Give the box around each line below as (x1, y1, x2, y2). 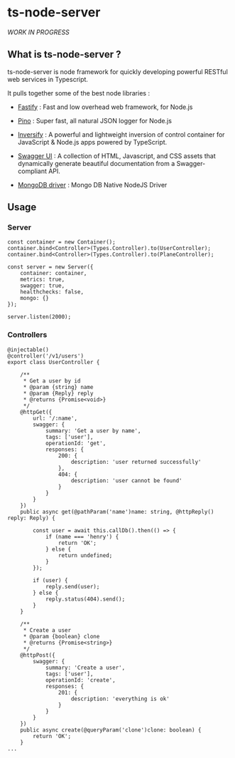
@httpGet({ (20, 408, 53, 415)
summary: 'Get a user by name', (45, 427, 141, 435)
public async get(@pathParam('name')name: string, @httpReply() (20, 508, 214, 515)
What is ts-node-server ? (7, 48, 121, 61)
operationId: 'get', (45, 440, 106, 447)
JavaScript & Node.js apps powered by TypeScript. (17, 137, 168, 146)
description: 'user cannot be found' (70, 477, 182, 484)
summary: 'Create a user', (45, 664, 126, 671)
